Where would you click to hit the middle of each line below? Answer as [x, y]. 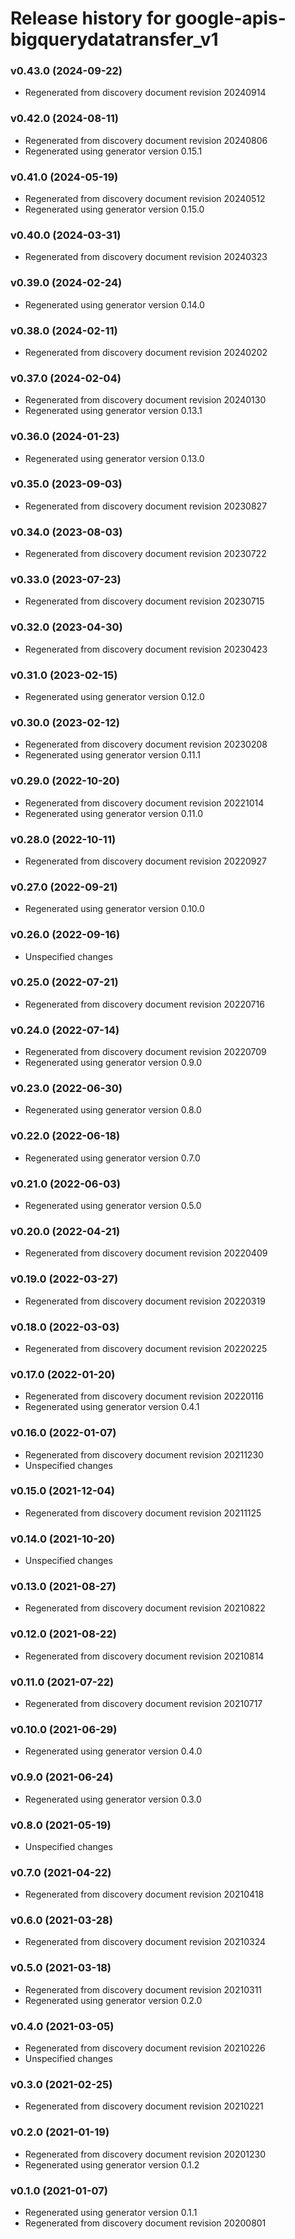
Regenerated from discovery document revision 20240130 [145, 400]
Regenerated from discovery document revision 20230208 [146, 744]
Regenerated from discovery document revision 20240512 [145, 199]
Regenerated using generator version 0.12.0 [114, 697]
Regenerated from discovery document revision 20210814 [144, 1656]
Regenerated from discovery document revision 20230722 [145, 554]
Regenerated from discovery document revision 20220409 [146, 1253]
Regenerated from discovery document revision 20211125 [143, 1513]
